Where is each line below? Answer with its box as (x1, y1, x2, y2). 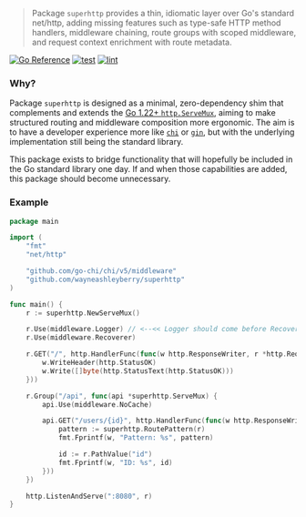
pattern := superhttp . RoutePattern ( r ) (57, 425, 206, 434)
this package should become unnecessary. (9, 173, 171, 185)
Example (9, 196, 49, 208)
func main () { (9, 299, 64, 309)
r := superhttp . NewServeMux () (25, 309, 141, 318)
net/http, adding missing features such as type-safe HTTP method (31, 17, 281, 28)
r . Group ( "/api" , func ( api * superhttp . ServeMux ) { (25, 391, 219, 400)
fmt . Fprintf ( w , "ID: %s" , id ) (57, 458, 173, 467)
